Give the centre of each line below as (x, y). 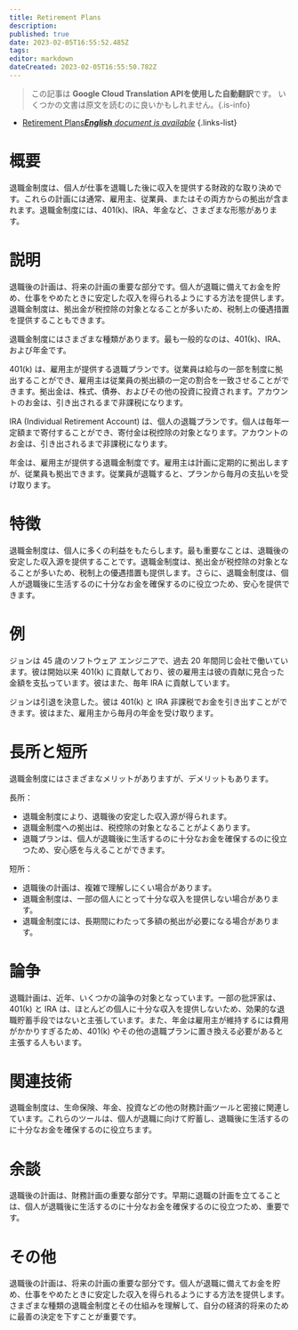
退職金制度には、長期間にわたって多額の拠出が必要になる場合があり (147, 920)
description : (33, 26)
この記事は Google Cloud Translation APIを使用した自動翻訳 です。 (153, 93)
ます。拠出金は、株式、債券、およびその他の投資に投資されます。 (137, 391)
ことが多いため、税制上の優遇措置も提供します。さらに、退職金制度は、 (149, 572)
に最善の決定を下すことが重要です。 (75, 1317)
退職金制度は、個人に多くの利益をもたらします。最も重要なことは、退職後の (149, 550)
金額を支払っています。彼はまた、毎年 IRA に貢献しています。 (122, 683)
